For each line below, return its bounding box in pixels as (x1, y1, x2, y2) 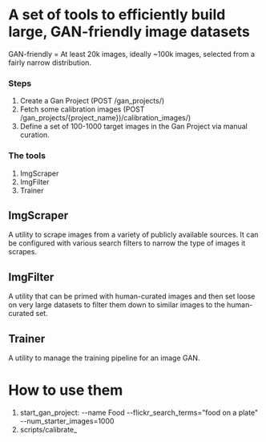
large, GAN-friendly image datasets (8, 22, 250, 41)
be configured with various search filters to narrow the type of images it (8, 238, 246, 248)
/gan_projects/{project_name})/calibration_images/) (19, 113, 191, 123)
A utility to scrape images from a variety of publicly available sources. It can (8, 230, 259, 240)
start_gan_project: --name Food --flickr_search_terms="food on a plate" (19, 408, 259, 417)
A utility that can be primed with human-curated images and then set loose (8, 291, 256, 302)
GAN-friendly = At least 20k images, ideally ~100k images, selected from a (8, 49, 255, 59)
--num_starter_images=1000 (19, 416, 115, 426)
